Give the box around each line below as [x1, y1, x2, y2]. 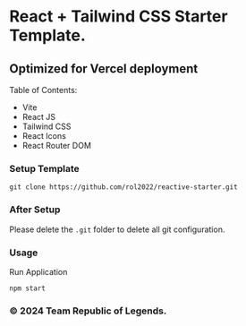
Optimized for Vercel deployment [9, 61, 199, 76]
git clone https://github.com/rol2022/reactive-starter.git [9, 183, 239, 192]
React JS [21, 112, 56, 122]
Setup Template [9, 162, 80, 175]
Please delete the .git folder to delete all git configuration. [9, 224, 225, 235]
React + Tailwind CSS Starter [9, 6, 228, 27]
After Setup [9, 203, 61, 216]
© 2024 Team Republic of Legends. [9, 305, 167, 317]
